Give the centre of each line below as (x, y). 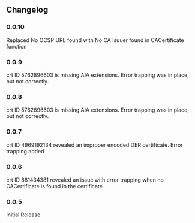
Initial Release (23, 215)
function (16, 46)
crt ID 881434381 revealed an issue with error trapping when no (85, 180)
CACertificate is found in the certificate (55, 186)
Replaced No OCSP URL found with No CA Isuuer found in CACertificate (95, 40)
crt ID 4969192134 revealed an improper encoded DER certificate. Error (94, 145)
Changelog (27, 10)
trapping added (25, 151)
